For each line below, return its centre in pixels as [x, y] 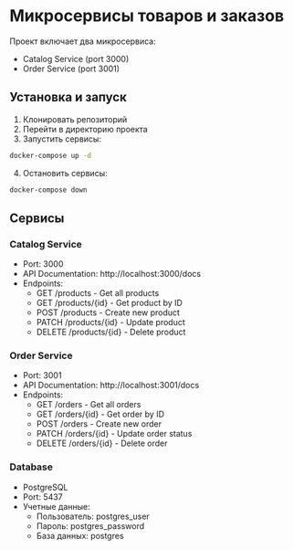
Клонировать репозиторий [75, 119]
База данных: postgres [80, 535]
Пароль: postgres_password [90, 525]
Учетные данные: [56, 506]
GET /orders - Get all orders [89, 405]
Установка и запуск [68, 97]
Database [31, 467]
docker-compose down [49, 190]
